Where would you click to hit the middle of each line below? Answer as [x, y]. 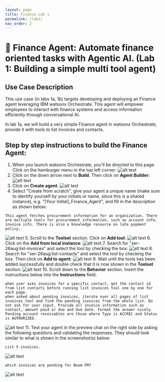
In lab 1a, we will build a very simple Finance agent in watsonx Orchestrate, [81, 125]
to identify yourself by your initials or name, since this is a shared [78, 196]
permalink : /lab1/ [24, 19]
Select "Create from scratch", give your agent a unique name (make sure [86, 191]
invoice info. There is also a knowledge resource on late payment [76, 225]
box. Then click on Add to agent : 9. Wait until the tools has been [80, 259]
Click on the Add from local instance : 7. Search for [67, 243]
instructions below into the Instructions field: [51, 275]
